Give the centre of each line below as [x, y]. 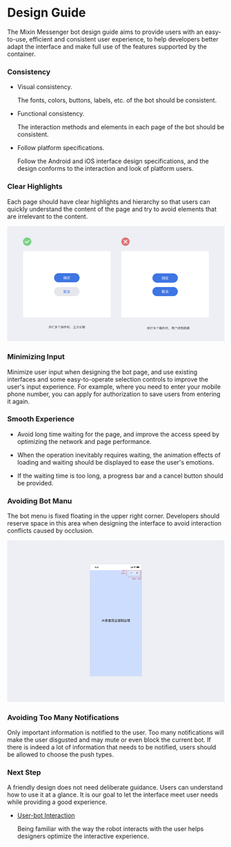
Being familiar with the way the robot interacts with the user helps [110, 829]
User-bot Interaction [46, 816]
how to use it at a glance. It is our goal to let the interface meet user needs [113, 795]
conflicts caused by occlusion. [51, 531]
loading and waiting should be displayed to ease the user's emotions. [115, 462]
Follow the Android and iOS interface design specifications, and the [113, 161]
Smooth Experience [41, 419]
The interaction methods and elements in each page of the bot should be [121, 127]
